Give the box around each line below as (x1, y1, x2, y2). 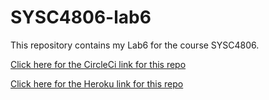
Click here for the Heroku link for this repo (10, 77, 184, 90)
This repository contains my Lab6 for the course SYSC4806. (10, 39, 260, 51)
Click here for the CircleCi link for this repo (10, 58, 187, 70)
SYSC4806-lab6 (10, 6, 152, 29)
